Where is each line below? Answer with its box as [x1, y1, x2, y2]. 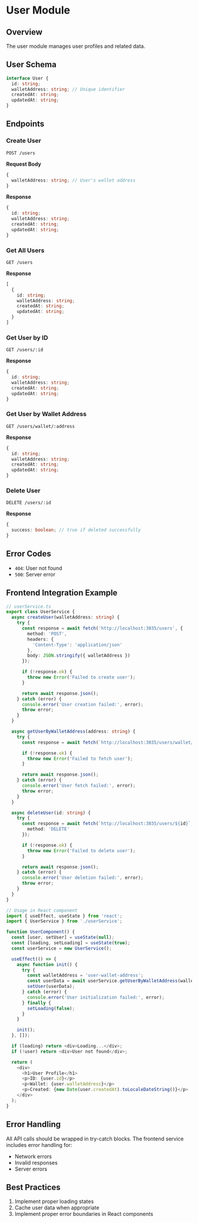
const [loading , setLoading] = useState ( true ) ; [11, 940, 131, 946]
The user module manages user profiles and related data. [6, 42, 146, 50]
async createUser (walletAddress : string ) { [11, 614, 120, 621]
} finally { [21, 1000, 51, 1006]
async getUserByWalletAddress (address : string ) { [11, 728, 136, 734]
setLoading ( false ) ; [27, 1006, 75, 1011]
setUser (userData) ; [27, 984, 75, 990]
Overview [6, 27, 43, 37]
